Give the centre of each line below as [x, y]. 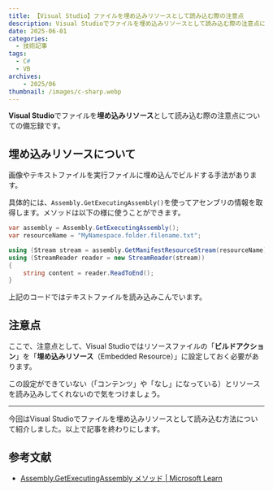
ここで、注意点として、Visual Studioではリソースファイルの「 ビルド [122, 346]
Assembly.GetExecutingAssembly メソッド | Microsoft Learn [121, 478]
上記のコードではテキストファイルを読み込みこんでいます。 [108, 297]
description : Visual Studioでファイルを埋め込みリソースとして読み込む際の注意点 [134, 24]
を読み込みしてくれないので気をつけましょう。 [87, 394]
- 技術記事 [32, 46]
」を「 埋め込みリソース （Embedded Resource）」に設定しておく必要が [134, 356]
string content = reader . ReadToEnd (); [89, 273]
